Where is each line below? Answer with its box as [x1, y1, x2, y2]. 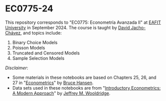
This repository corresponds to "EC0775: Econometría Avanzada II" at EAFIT [5, 19, 161, 25]
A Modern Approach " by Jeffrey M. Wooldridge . [12, 90, 111, 96]
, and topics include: [20, 30, 62, 36]
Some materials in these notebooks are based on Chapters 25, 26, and [12, 74, 157, 80]
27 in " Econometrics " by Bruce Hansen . [12, 80, 94, 86]
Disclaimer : [5, 65, 28, 71]
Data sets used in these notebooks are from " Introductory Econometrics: [12, 85, 161, 91]
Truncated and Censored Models [12, 50, 80, 56]
